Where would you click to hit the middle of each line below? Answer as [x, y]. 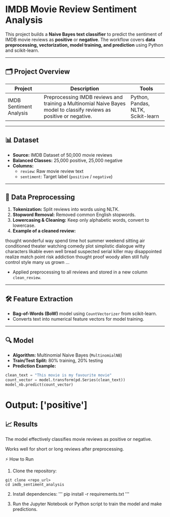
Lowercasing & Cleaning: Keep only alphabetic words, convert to [81, 220]
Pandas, [140, 104]
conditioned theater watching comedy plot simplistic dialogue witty [75, 246]
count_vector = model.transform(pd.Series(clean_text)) [65, 380]
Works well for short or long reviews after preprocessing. [65, 449]
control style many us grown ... [37, 262]
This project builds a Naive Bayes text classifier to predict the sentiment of [84, 34]
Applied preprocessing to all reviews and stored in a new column [80, 272]
